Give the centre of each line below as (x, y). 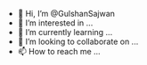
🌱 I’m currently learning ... (65, 32)
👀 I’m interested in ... (55, 23)
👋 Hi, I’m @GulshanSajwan (66, 14)
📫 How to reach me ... (59, 51)
